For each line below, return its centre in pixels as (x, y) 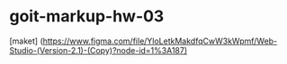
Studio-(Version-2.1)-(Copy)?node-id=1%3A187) (99, 50)
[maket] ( (26, 41)
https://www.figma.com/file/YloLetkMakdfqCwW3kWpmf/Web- (160, 41)
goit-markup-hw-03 (87, 16)
